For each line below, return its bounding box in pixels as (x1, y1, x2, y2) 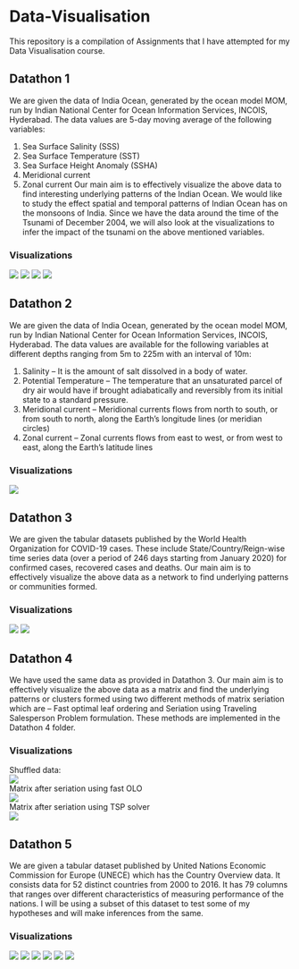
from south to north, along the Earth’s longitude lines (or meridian (21, 413, 262, 424)
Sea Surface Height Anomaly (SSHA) (21, 159, 158, 171)
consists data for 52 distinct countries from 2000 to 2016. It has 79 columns (9, 880, 288, 890)
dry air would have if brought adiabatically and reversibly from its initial (21, 385, 284, 395)
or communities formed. (9, 581, 98, 591)
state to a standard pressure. (21, 394, 129, 404)
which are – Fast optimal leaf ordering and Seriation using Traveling (9, 703, 257, 714)
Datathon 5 (9, 837, 73, 852)
